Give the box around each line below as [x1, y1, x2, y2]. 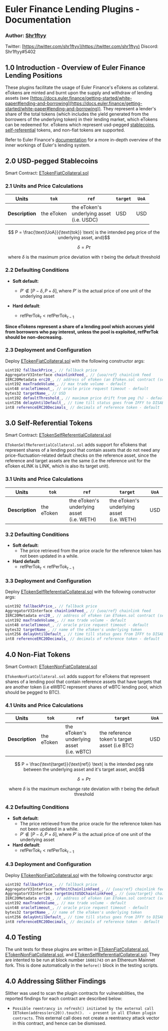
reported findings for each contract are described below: [5, 995, 122, 1001]
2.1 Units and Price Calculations [5, 183, 83, 190]
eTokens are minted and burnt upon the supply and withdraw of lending [5, 90, 152, 96]
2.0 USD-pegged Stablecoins [5, 156, 98, 165]
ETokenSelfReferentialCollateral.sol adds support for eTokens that [5, 442, 147, 448]
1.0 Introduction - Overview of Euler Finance [5, 63, 146, 72]
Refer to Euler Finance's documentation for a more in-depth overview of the [5, 137, 161, 143]
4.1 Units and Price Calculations [5, 702, 83, 709]
